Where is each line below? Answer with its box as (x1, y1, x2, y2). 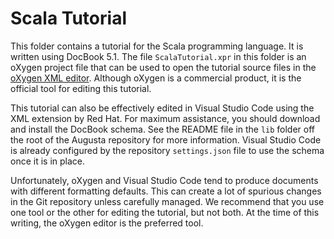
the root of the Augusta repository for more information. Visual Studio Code (10, 133, 322, 146)
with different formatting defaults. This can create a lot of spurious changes (10, 185, 322, 197)
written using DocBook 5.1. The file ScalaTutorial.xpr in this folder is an (10, 50, 307, 62)
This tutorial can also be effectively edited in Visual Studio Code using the (10, 102, 315, 114)
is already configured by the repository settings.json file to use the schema (10, 144, 325, 156)
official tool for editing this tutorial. (10, 82, 152, 94)
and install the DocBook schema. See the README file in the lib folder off (10, 123, 316, 135)
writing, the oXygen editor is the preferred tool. (10, 217, 204, 229)
